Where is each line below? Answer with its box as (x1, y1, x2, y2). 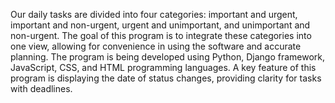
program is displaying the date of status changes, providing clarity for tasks (10, 72, 322, 84)
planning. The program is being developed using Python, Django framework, (10, 51, 326, 63)
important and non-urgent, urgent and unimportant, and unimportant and (10, 19, 311, 31)
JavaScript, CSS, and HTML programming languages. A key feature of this (10, 62, 317, 73)
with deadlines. (10, 83, 73, 94)
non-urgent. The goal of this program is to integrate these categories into (10, 30, 312, 41)
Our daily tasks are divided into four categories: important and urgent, (10, 9, 298, 20)
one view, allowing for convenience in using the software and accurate (10, 40, 302, 52)
